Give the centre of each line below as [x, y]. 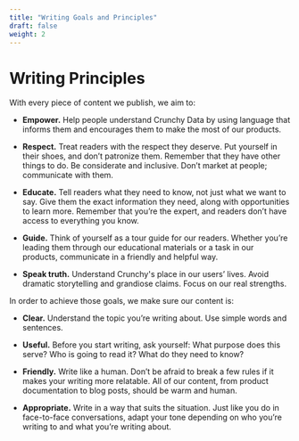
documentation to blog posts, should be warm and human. [130, 391]
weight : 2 [28, 34]
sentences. [43, 328]
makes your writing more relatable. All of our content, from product [145, 381]
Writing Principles [77, 78]
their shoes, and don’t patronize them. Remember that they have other [151, 156]
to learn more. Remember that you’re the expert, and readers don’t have [154, 211]
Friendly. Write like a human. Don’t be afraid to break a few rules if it [148, 372]
